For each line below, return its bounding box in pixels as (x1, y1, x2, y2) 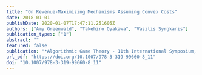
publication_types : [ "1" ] (6, 31, 72, 37)
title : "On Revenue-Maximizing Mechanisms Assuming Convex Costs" (6, 8, 178, 15)
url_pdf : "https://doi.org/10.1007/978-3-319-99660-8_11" (6, 54, 156, 60)
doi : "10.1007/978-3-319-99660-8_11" (6, 59, 102, 65)
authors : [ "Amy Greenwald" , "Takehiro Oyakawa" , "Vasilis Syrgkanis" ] (6, 25, 189, 32)
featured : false (6, 43, 47, 49)
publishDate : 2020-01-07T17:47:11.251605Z (6, 20, 115, 26)
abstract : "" (6, 37, 39, 43)
